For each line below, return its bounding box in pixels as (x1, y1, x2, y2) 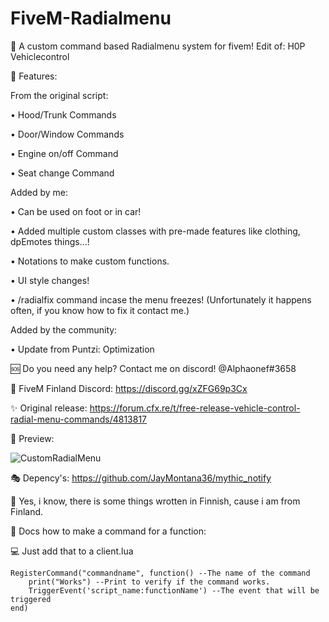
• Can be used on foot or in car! (10, 205, 142, 217)
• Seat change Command (10, 167, 115, 179)
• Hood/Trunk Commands (10, 108, 117, 121)
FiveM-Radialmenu (10, 7, 172, 30)
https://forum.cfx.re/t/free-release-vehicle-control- (89, 402, 301, 414)
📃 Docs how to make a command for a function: (10, 525, 207, 537)
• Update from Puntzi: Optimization (10, 343, 155, 355)
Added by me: (10, 186, 69, 198)
